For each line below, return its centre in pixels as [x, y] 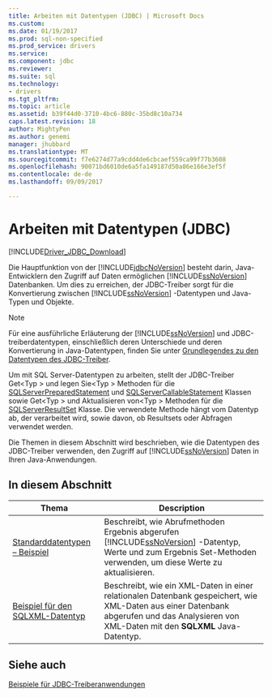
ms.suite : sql [32, 76]
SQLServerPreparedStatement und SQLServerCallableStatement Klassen [130, 392]
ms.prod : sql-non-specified [56, 39]
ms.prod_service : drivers [52, 46]
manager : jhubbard [39, 144]
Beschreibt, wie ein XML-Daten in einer [178, 585]
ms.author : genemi [39, 136]
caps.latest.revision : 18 [52, 122]
